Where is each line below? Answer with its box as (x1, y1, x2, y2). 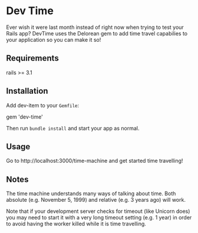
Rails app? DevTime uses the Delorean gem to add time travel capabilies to (6, 29, 187, 37)
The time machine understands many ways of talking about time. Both (6, 190, 176, 197)
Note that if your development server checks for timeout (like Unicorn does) (6, 208, 190, 215)
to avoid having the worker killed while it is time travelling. (6, 220, 146, 228)
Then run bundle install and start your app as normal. (6, 124, 140, 132)
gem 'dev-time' (6, 113, 43, 120)
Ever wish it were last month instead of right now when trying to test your (6, 24, 184, 31)
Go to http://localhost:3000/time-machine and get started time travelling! (6, 157, 183, 165)
